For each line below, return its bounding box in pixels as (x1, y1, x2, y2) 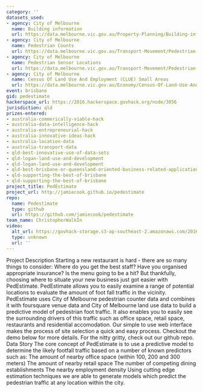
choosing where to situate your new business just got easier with (6, 276, 168, 283)
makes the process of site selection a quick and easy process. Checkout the (6, 327, 196, 334)
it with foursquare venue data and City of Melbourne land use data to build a (6, 301, 196, 309)
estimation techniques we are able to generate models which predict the (6, 372, 186, 379)
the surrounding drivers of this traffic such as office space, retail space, (6, 314, 185, 322)
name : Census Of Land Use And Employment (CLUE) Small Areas (11, 76, 169, 82)
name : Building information (11, 25, 83, 32)
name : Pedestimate (11, 201, 59, 207)
